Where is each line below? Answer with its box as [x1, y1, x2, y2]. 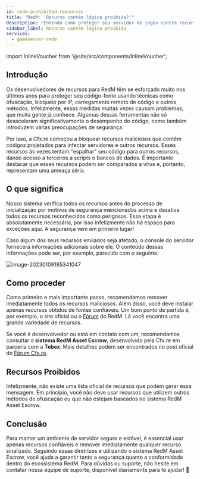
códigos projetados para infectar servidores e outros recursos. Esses [6, 141, 176, 149]
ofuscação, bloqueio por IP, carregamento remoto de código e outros [6, 98, 177, 105]
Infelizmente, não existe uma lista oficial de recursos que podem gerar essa [6, 383, 192, 390]
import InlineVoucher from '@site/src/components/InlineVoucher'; [6, 53, 168, 60]
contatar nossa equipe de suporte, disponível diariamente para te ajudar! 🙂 [6, 467, 189, 474]
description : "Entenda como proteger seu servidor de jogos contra [6, 20, 177, 26]
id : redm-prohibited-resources [6, 8, 84, 15]
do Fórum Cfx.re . [6, 349, 48, 357]
